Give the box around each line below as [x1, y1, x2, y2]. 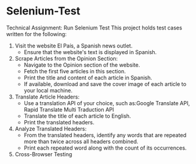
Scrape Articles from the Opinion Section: [14, 55, 118, 62]
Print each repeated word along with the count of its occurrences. [23, 144, 187, 151]
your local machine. [23, 87, 73, 94]
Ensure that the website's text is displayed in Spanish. [23, 48, 157, 55]
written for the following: [6, 30, 67, 37]
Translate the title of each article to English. [23, 112, 131, 120]
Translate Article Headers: [14, 93, 80, 100]
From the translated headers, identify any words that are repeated [23, 131, 187, 139]
